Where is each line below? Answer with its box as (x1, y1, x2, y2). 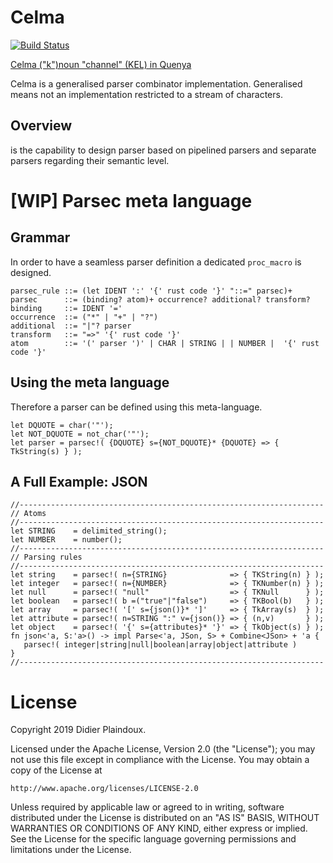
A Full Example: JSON (10, 473, 148, 490)
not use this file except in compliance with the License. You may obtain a (10, 754, 310, 766)
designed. (10, 266, 52, 278)
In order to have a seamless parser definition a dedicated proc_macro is (10, 256, 302, 268)
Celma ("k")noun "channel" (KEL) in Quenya (10, 58, 192, 70)
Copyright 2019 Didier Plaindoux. (10, 724, 147, 736)
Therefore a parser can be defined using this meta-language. (10, 401, 263, 413)
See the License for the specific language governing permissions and (10, 833, 297, 845)
